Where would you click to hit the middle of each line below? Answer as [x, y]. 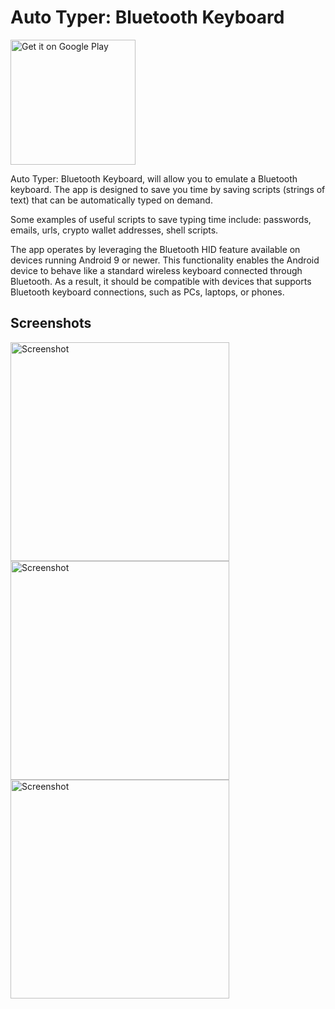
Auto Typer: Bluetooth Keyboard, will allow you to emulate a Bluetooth [154, 178]
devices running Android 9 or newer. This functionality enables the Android [165, 260]
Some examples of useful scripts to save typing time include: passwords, [161, 219]
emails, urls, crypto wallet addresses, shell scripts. [114, 230]
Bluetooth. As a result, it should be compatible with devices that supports [161, 281]
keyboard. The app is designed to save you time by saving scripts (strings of [168, 189]
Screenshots [51, 323]
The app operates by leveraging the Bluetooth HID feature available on [155, 249]
